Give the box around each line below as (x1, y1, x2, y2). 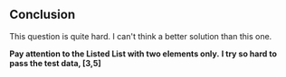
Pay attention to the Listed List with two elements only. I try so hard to (9, 48, 278, 59)
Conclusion (9, 7, 76, 22)
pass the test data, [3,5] (9, 57, 101, 68)
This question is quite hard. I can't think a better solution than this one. (9, 30, 272, 41)
